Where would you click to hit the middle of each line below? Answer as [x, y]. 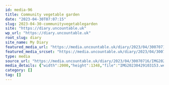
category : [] [19, 70]
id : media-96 [19, 10]
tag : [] [13, 75]
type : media [18, 56]
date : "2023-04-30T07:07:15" [36, 19]
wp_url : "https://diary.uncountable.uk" [48, 33]
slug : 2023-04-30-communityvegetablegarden [52, 24]
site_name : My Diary [27, 42]
